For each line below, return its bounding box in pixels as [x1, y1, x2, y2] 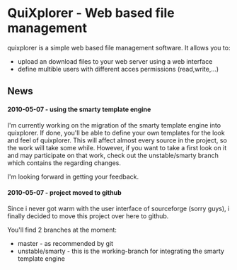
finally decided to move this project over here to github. [7, 211, 169, 220]
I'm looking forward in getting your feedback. [7, 172, 139, 181]
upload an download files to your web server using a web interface [17, 57, 213, 65]
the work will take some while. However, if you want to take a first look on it [7, 143, 227, 152]
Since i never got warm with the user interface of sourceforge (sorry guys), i [7, 204, 230, 213]
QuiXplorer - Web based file [7, 5, 175, 21]
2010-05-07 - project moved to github [7, 189, 122, 197]
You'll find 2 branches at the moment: [7, 225, 117, 234]
